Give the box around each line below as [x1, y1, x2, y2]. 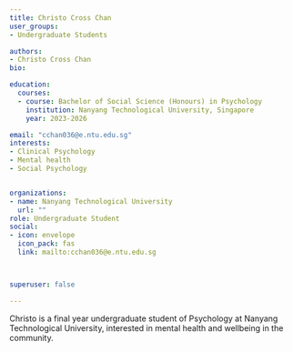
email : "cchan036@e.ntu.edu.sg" [9, 130, 132, 139]
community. [9, 332, 54, 343]
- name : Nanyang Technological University [9, 196, 173, 206]
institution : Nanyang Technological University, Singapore [25, 106, 255, 115]
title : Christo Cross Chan [9, 13, 112, 23]
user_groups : [9, 22, 59, 31]
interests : [9, 138, 51, 148]
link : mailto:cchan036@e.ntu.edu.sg [17, 247, 157, 256]
